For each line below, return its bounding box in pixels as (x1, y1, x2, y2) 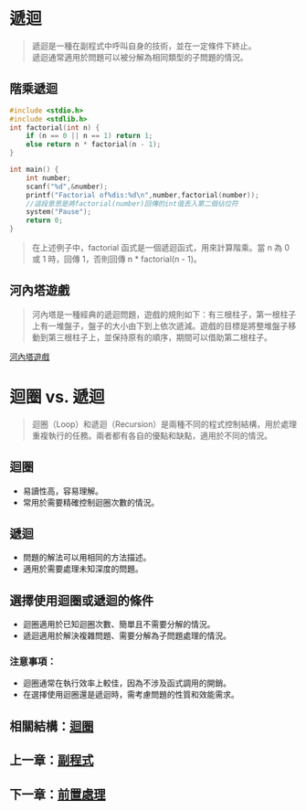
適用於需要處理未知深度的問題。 (22, 563, 143, 574)
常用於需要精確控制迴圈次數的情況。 (22, 496, 160, 507)
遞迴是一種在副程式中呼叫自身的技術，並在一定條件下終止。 (31, 40, 257, 51)
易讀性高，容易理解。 (22, 486, 103, 496)
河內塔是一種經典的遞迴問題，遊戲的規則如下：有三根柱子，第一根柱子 (31, 308, 297, 320)
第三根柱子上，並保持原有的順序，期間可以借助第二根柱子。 (47, 331, 272, 343)
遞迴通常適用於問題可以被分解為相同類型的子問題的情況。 (31, 51, 248, 62)
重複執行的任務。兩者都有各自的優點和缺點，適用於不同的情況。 (31, 430, 272, 441)
